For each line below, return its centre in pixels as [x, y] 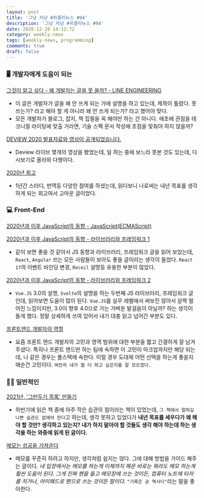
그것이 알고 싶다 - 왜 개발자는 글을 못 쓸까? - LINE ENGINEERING [84, 91]
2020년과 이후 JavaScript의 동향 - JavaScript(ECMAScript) [79, 226]
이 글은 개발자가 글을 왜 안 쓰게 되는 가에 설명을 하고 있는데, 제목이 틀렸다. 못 [106, 104]
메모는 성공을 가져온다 [33, 445]
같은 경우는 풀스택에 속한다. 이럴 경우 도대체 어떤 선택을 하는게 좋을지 [111, 357]
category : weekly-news [35, 35]
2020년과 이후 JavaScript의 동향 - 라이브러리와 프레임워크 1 [78, 239]
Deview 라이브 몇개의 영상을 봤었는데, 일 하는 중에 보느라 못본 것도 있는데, [103, 152]
